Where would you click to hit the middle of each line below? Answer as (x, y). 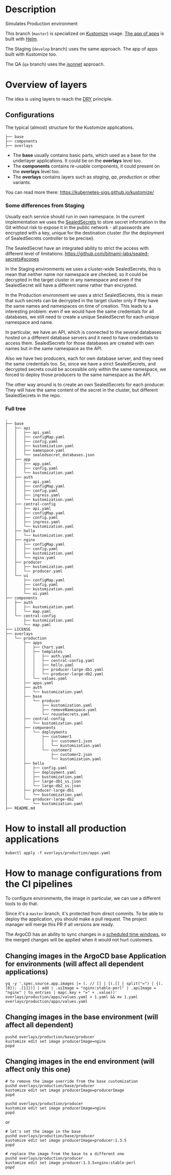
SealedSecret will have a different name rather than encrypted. (71, 285)
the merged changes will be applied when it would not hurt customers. (80, 940)
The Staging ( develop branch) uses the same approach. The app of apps (81, 49)
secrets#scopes (22, 259)
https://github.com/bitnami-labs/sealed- (107, 254)
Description (31, 9)
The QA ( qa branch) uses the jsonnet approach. (55, 64)
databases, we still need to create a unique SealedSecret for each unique (82, 317)
